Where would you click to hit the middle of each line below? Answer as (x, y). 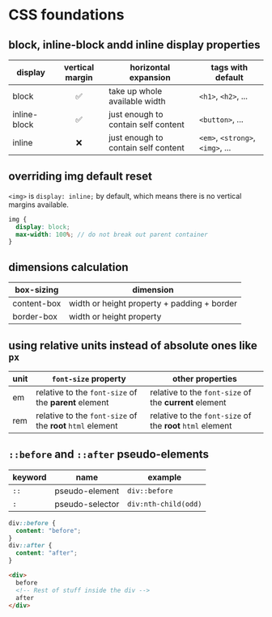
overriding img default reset (80, 177)
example (165, 477)
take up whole (136, 91)
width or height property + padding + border (153, 303)
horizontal (150, 68)
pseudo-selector (87, 504)
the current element (188, 402)
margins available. (38, 205)
